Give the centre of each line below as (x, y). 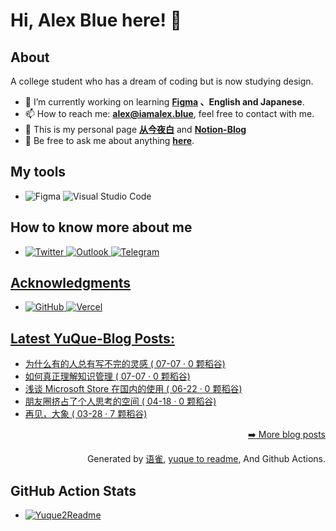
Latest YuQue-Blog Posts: (92, 338)
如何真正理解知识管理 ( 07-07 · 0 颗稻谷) (107, 376)
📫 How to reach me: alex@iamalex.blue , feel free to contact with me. (169, 113)
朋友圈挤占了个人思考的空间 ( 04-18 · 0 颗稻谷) (120, 401)
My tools (38, 172)
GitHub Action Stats (73, 490)
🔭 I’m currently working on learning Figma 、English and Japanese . (164, 102)
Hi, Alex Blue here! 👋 (96, 20)
